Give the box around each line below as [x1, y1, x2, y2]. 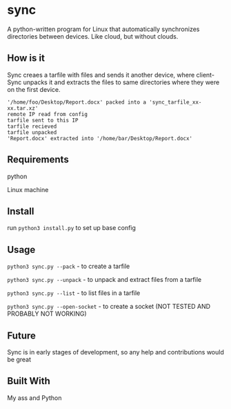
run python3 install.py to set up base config [7, 224, 137, 232]
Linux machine [7, 185, 49, 193]
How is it [7, 53, 45, 64]
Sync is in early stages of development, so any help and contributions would [7, 348, 224, 356]
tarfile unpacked [7, 129, 57, 136]
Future [7, 330, 37, 341]
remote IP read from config [7, 111, 88, 117]
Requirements [7, 154, 69, 166]
